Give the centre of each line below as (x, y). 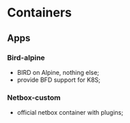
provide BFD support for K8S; (58, 80)
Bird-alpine (26, 58)
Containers (39, 13)
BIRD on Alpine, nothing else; (58, 72)
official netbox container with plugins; (70, 113)
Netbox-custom (34, 98)
